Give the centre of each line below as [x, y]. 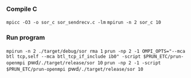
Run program [26, 38]
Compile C [22, 9]
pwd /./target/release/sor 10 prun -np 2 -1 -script [94, 62]
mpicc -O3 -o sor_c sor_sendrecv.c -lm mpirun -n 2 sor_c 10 [83, 23]
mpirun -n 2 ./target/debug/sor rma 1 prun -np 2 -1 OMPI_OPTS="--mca [96, 51]
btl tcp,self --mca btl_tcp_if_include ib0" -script [74, 56]
